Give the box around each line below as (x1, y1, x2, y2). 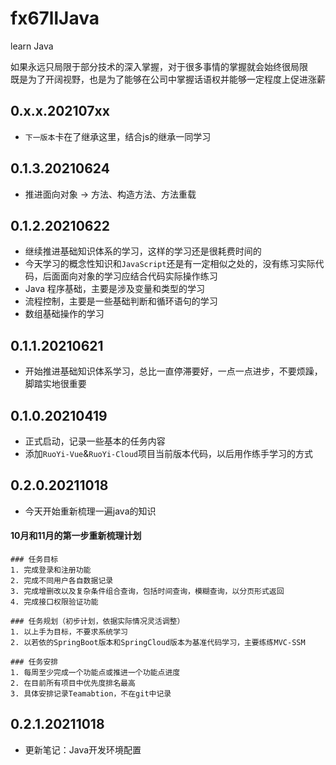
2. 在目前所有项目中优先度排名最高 (10, 678, 136, 689)
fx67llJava (10, 7, 100, 30)
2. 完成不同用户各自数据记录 (10, 576, 114, 586)
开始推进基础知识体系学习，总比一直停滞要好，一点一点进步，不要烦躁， (24, 365, 323, 377)
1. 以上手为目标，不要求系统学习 (10, 627, 128, 637)
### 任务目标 (10, 555, 59, 565)
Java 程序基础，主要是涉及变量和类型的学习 (24, 283, 206, 295)
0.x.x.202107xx (10, 103, 110, 120)
